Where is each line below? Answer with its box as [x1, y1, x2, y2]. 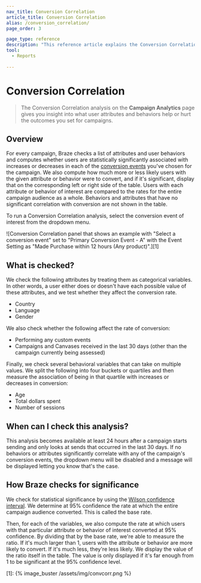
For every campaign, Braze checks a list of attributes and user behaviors [6, 150, 185, 157]
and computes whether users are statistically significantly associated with [6, 156, 188, 163]
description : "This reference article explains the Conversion [6, 42, 167, 48]
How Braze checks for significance [6, 480, 139, 490]
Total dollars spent [14, 398, 61, 405]
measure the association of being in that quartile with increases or [6, 373, 169, 380]
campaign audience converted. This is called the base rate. [6, 508, 153, 515]
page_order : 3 [6, 25, 42, 32]
